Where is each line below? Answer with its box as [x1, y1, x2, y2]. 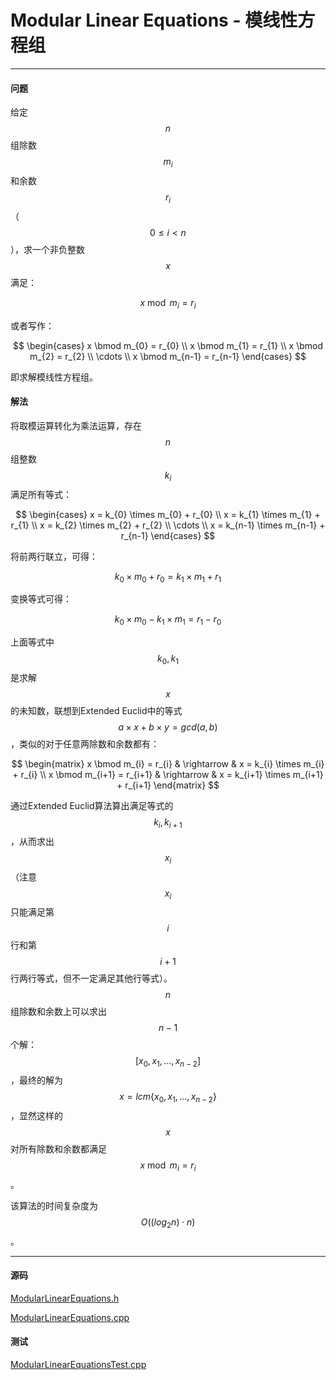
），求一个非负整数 [10, 243, 85, 255]
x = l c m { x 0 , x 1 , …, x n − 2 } [119, 1091, 217, 1105]
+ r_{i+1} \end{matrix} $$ [116, 779, 220, 791]
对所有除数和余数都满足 [10, 1142, 107, 1155]
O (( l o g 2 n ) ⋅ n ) [140, 1216, 196, 1230]
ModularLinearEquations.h [10, 1292, 120, 1304]
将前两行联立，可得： [10, 550, 98, 562]
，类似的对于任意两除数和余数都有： [10, 737, 160, 750]
